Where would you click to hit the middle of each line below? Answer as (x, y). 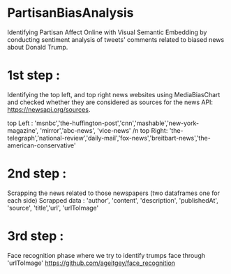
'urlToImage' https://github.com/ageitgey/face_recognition (91, 263)
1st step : (34, 75)
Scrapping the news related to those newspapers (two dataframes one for (114, 193)
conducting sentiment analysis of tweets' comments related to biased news (116, 39)
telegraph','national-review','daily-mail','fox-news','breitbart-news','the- (109, 138)
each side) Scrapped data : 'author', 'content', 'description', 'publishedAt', (113, 200)
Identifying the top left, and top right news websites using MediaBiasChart (114, 94)
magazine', (23, 130)
